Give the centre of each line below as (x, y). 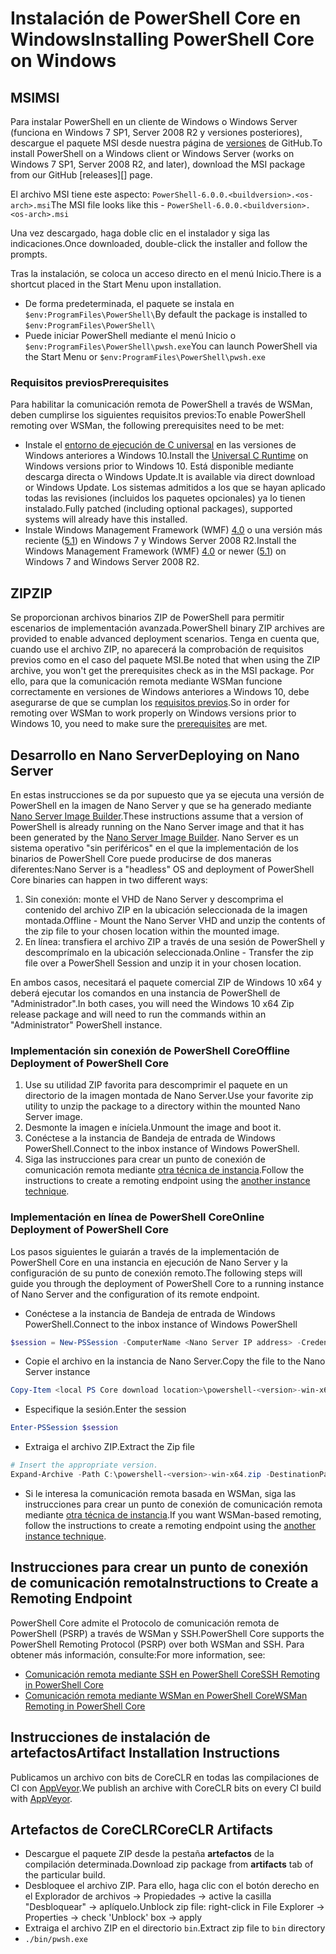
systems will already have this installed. (106, 519)
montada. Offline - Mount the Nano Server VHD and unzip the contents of (175, 920)
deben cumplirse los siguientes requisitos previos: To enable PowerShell (158, 415)
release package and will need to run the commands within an (138, 1014)
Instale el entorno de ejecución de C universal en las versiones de (160, 445)
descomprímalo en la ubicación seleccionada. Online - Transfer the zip (169, 952)
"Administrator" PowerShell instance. (86, 1024)
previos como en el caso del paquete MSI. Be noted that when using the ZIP (165, 660)
